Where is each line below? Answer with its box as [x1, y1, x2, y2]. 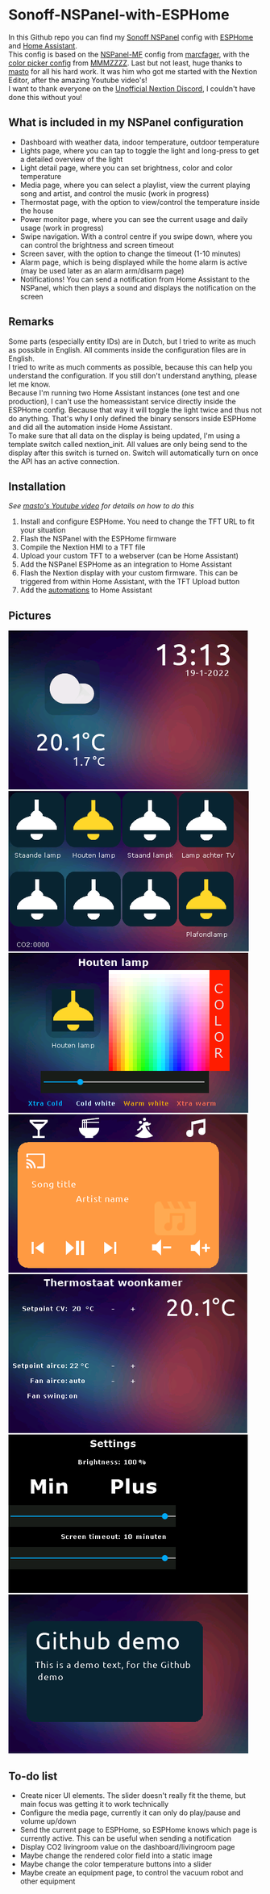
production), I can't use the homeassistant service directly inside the [8, 396, 236, 406]
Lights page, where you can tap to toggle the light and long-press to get [19, 145, 260, 155]
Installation [8, 479, 66, 493]
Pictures [8, 608, 52, 622]
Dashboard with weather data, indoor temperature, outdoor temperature [19, 137, 260, 147]
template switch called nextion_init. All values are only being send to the [8, 439, 247, 449]
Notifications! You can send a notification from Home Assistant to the [19, 274, 250, 284]
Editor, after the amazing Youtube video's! [8, 75, 147, 85]
